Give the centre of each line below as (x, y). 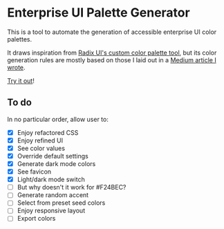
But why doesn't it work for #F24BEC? (72, 187)
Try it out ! (21, 80)
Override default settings (53, 156)
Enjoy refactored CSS (48, 132)
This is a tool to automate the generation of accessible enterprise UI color (112, 32)
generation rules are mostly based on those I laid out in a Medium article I (112, 59)
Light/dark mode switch (51, 180)
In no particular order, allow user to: (58, 119)
